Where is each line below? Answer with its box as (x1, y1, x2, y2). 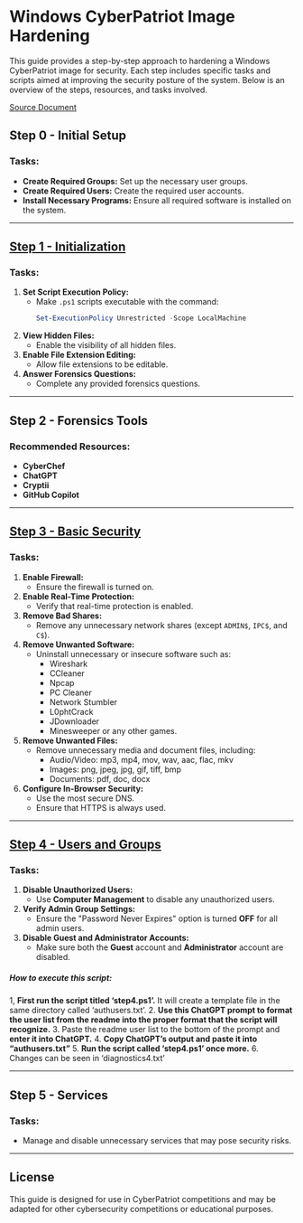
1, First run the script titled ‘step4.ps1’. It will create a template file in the (9, 995, 281, 1006)
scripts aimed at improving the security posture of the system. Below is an (9, 74, 286, 85)
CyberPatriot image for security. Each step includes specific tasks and (9, 65, 271, 76)
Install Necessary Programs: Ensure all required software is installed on (22, 194, 291, 205)
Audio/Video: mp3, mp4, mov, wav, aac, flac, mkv (49, 754, 234, 765)
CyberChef (22, 460, 66, 471)
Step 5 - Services (9, 1087, 108, 1103)
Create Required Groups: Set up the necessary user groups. (22, 175, 249, 186)
